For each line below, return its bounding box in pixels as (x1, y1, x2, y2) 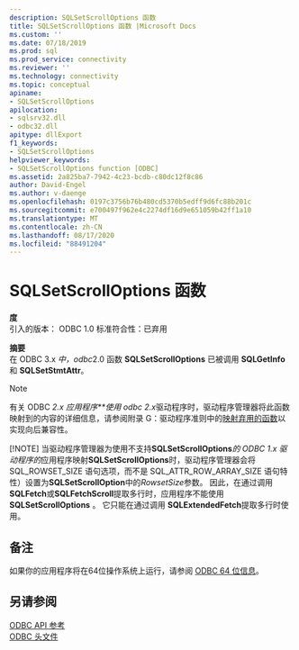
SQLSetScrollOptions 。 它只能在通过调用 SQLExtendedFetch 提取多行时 (9, 500, 281, 510)
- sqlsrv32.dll (9, 113, 67, 122)
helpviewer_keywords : (9, 155, 91, 165)
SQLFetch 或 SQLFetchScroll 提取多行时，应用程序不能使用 (9, 488, 225, 500)
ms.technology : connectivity (9, 72, 119, 81)
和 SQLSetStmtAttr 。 (9, 366, 89, 376)
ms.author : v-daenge (9, 189, 87, 198)
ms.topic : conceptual (9, 80, 91, 89)
